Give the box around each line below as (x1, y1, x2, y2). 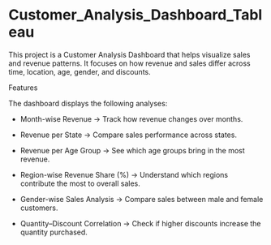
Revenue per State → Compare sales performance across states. (19, 130, 238, 140)
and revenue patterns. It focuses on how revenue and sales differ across (8, 58, 251, 68)
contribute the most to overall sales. (19, 178, 140, 188)
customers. (19, 203, 58, 213)
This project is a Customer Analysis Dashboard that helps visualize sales (8, 49, 251, 59)
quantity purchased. (19, 227, 88, 237)
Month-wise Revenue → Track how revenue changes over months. (19, 114, 243, 123)
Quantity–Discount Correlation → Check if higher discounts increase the (19, 218, 261, 228)
